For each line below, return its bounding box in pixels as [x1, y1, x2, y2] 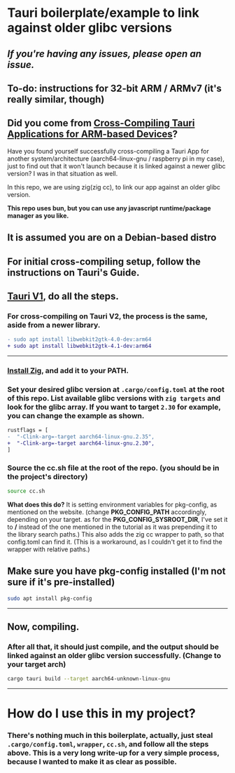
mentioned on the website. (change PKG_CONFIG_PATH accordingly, [7, 507, 207, 516]
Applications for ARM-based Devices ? [7, 128, 178, 140]
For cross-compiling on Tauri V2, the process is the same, [7, 311, 208, 321]
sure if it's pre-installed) [7, 577, 115, 589]
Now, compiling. [7, 621, 80, 633]
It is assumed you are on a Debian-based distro [7, 231, 217, 243]
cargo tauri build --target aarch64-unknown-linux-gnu [7, 675, 171, 683]
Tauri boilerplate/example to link [7, 5, 199, 21]
